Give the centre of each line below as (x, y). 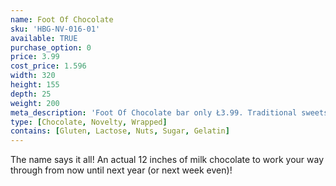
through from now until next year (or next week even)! (121, 170)
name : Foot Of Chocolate (62, 19)
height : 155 (35, 85)
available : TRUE (44, 38)
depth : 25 (31, 94)
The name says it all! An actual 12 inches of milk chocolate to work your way (167, 160)
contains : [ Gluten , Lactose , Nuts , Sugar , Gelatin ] (120, 131)
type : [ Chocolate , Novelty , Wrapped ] (89, 122)
